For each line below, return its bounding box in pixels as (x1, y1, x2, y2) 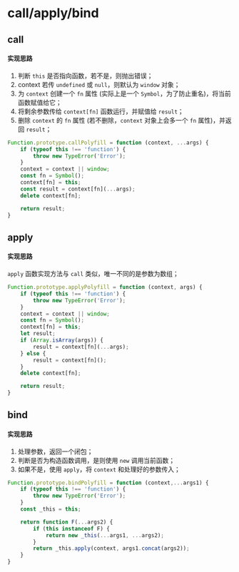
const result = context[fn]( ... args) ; (20, 185, 136, 193)
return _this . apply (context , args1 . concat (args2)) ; (33, 545, 190, 552)
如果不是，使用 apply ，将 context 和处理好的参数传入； (17, 465, 180, 474)
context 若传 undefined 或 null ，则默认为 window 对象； (17, 80, 180, 88)
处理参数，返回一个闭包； (17, 447, 93, 456)
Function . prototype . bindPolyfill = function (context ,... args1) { (7, 479, 209, 486)
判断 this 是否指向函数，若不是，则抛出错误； (17, 71, 153, 80)
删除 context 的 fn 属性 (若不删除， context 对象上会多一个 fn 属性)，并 (17, 116, 226, 124)
